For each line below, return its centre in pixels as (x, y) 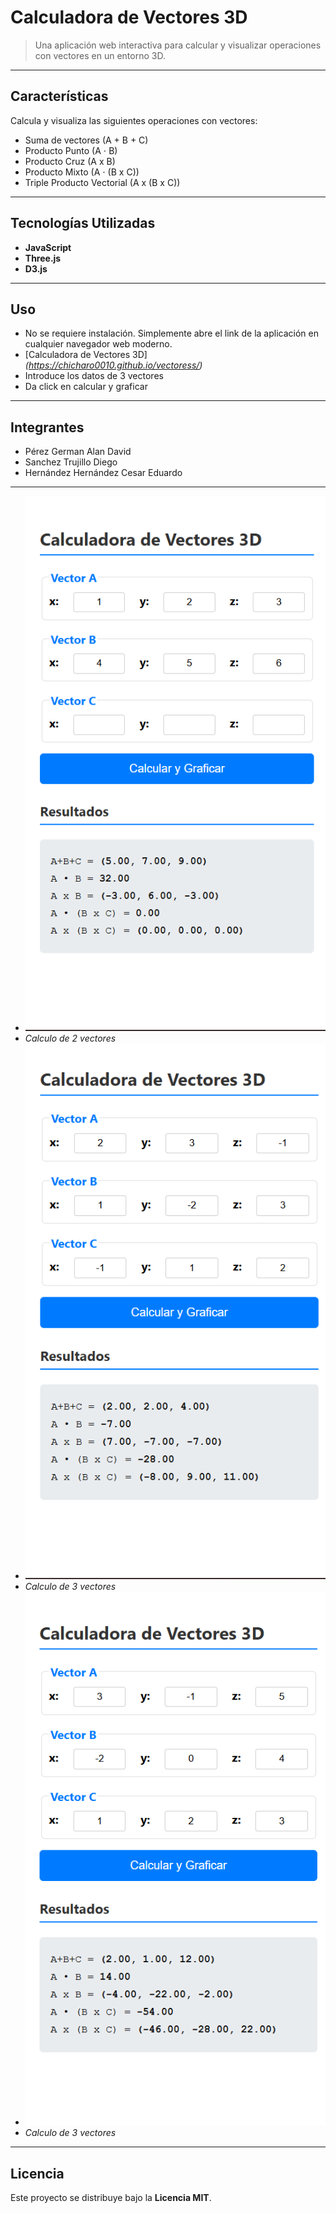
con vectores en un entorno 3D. (100, 55)
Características (59, 96)
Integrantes (47, 427)
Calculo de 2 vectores (70, 1038)
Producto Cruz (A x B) (70, 161)
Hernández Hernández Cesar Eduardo (103, 473)
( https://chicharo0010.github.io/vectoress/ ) (113, 365)
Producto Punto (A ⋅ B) (71, 150)
